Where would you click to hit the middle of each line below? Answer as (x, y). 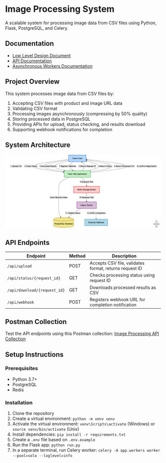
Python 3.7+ (25, 379)
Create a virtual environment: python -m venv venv (63, 418)
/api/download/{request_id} (36, 290)
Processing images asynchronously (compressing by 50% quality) (80, 114)
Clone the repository (33, 414)
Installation (19, 403)
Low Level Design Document (41, 55)
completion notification (113, 305)
